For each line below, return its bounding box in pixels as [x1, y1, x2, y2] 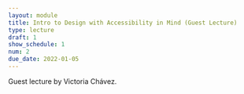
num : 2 [8, 48, 30, 56]
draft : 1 [8, 33, 37, 42]
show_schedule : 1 [8, 41, 65, 49]
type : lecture [8, 26, 55, 34]
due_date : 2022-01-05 [8, 56, 79, 63]
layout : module [8, 11, 58, 20]
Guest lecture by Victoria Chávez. [8, 76, 117, 86]
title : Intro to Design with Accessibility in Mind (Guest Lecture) [8, 19, 238, 27]
